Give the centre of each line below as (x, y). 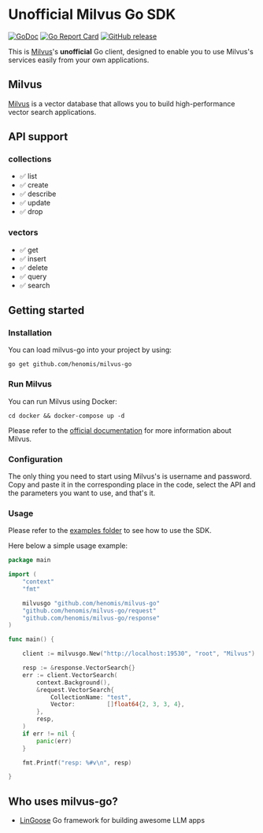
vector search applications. (52, 112)
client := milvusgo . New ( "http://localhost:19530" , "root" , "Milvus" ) (139, 654)
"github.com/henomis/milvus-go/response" (91, 618)
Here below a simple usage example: (68, 546)
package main (30, 561)
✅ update (35, 203)
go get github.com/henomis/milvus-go (70, 365)
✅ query (33, 276)
